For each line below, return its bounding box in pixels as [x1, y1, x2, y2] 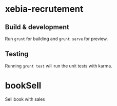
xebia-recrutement [5, 3, 84, 15]
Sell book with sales [5, 96, 45, 102]
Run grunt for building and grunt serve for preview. [5, 36, 108, 42]
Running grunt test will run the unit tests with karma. [5, 63, 112, 69]
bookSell [5, 80, 41, 91]
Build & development [5, 23, 69, 31]
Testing [5, 50, 29, 58]
